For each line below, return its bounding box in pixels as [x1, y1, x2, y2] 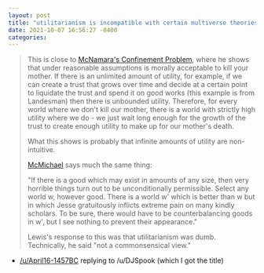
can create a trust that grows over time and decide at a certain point [27, 80, 248, 89]
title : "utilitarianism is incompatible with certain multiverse [8, 19, 226, 27]
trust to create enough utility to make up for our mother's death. [27, 122, 234, 131]
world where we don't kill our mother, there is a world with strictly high [27, 105, 256, 115]
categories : [8, 33, 47, 42]
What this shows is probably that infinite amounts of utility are [27, 136, 228, 146]
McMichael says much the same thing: [27, 160, 152, 169]
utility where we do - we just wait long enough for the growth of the [27, 113, 246, 122]
